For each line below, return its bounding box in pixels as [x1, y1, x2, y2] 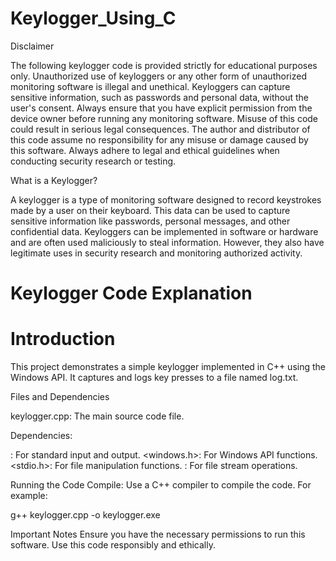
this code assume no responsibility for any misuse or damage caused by [10, 133, 309, 146]
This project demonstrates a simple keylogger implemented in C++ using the [10, 361, 326, 373]
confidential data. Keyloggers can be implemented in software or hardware [10, 225, 319, 237]
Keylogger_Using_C [10, 7, 177, 30]
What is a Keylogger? [10, 174, 98, 186]
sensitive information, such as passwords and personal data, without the [10, 91, 309, 103]
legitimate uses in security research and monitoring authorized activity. [10, 247, 303, 259]
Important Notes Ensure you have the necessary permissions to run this [10, 528, 306, 541]
